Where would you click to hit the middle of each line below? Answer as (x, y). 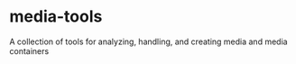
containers (29, 50)
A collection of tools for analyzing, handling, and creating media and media (148, 41)
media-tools (56, 17)
